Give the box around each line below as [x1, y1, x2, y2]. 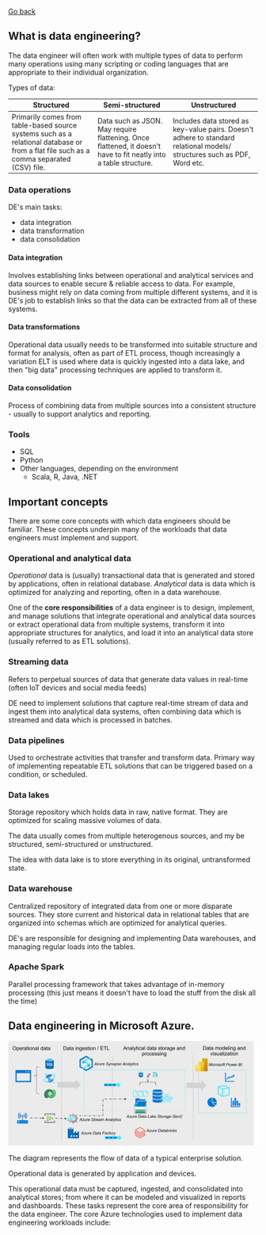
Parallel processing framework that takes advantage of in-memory [8, 979, 225, 989]
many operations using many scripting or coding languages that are [8, 59, 229, 68]
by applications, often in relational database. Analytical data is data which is [8, 579, 256, 589]
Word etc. [173, 158, 204, 168]
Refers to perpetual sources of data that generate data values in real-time [8, 674, 249, 684]
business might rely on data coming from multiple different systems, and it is [8, 287, 258, 296]
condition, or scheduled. [8, 769, 88, 779]
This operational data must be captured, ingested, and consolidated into [8, 1184, 244, 1193]
